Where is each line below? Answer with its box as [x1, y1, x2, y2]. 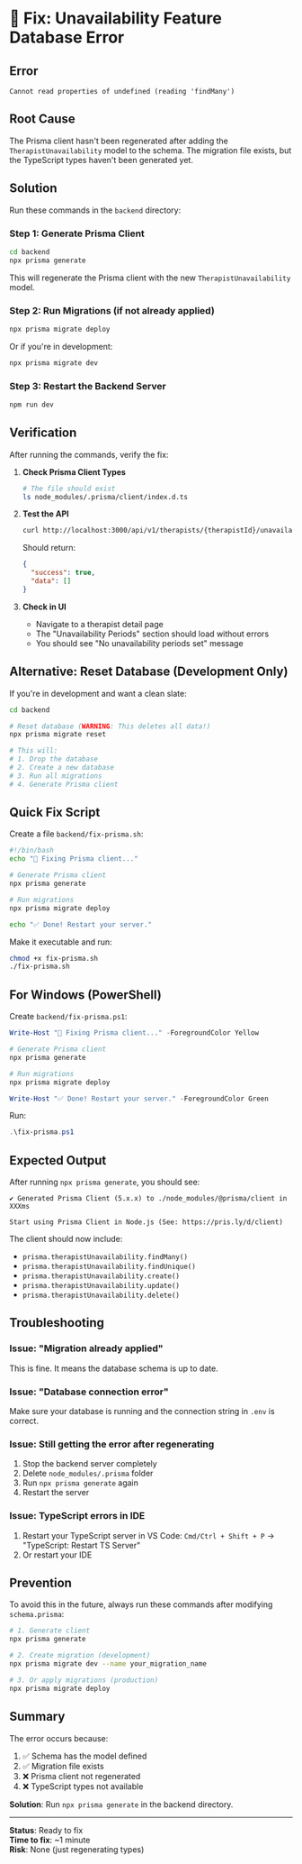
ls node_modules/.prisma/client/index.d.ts [22, 492, 189, 501]
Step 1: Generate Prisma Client [9, 227, 146, 240]
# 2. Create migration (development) [9, 1651, 151, 1660]
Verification [9, 425, 77, 441]
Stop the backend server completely [22, 1458, 157, 1469]
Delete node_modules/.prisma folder [22, 1468, 154, 1479]
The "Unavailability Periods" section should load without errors [35, 628, 270, 639]
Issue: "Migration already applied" [9, 1342, 164, 1355]
